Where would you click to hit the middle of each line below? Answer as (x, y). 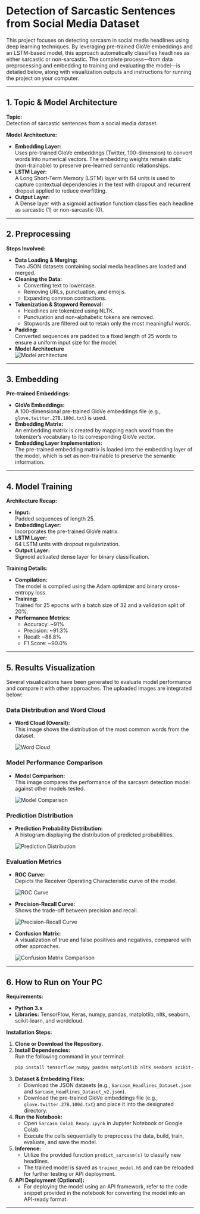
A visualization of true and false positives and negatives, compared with (103, 940)
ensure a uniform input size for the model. (66, 342)
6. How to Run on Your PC (54, 982)
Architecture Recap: (32, 501)
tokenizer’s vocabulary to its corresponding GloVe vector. (85, 437)
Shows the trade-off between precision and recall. (76, 911)
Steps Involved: (26, 248)
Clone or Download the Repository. (59, 1044)
